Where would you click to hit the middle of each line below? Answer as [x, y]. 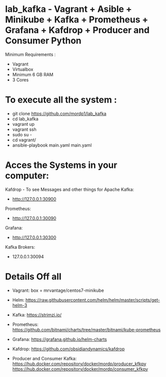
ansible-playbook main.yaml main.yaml [52, 145]
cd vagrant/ [24, 140]
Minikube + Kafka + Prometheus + [77, 20]
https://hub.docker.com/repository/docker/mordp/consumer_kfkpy [80, 369]
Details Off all [33, 276]
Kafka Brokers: [20, 247]
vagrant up [23, 124]
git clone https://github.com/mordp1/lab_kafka [59, 113]
